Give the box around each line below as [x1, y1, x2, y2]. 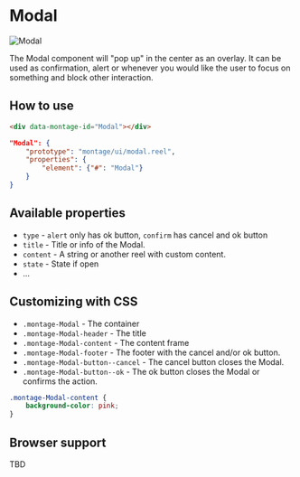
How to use [9, 98, 74, 114]
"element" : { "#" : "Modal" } [42, 164, 144, 173]
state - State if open [22, 258, 99, 269]
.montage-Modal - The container [22, 318, 140, 329]
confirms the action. [22, 376, 98, 387]
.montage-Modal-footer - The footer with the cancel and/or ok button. [22, 347, 281, 358]
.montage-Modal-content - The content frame [22, 337, 190, 348]
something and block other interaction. [9, 71, 154, 82]
